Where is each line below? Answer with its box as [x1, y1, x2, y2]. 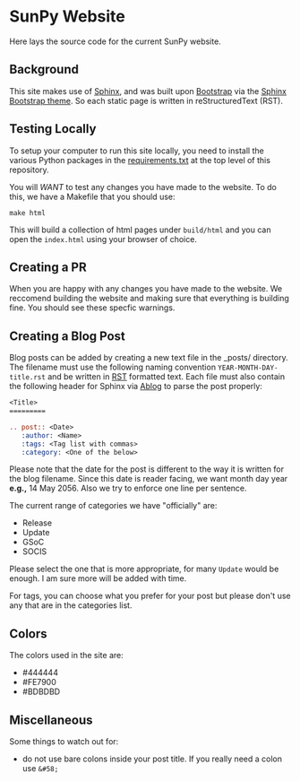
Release [21, 517, 52, 528]
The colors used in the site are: [9, 650, 124, 661]
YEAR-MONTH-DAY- [218, 363, 279, 373]
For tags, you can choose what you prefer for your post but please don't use [9, 590, 291, 602]
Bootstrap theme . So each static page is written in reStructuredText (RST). [9, 95, 284, 106]
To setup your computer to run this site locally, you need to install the [9, 145, 264, 156]
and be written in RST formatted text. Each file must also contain [47, 371, 285, 382]
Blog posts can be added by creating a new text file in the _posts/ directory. [9, 352, 288, 363]
